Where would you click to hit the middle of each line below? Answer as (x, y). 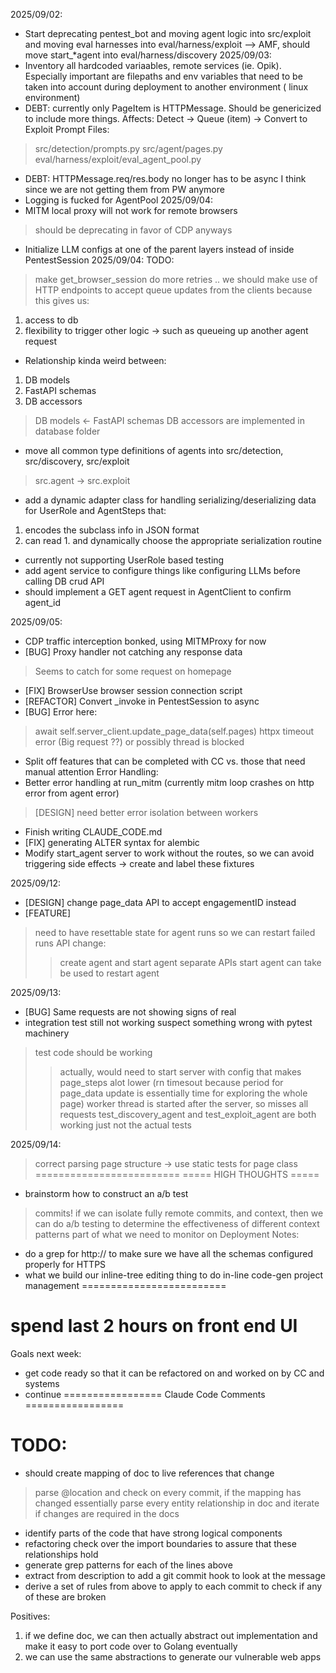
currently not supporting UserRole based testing (124, 560)
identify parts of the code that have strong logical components (153, 1533)
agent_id (43, 602)
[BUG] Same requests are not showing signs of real (130, 1012)
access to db (51, 320)
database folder (67, 431)
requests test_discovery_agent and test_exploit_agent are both (188, 1114)
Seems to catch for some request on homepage (133, 671)
